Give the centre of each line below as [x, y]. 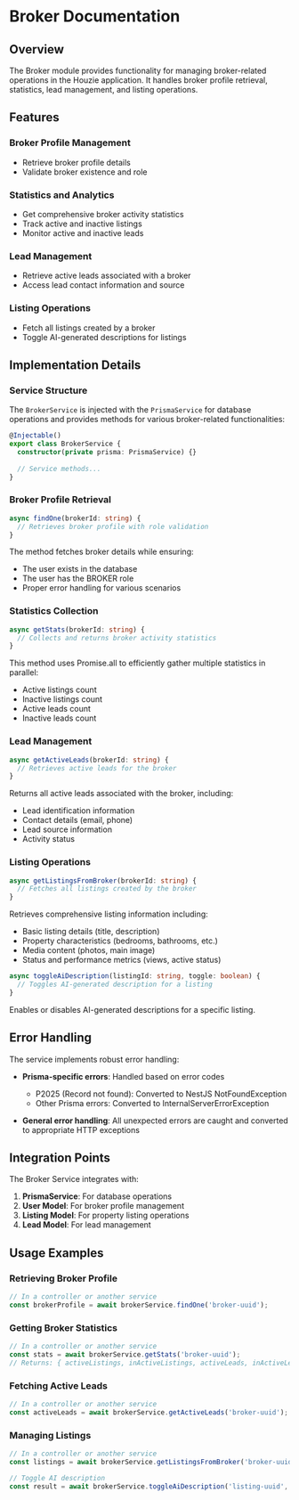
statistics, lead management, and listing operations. [104, 90]
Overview [37, 49]
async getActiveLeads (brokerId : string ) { [89, 760]
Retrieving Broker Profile [64, 1278]
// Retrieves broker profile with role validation [113, 526]
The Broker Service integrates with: [74, 1179]
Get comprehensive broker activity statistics [103, 214]
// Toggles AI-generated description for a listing [115, 985]
